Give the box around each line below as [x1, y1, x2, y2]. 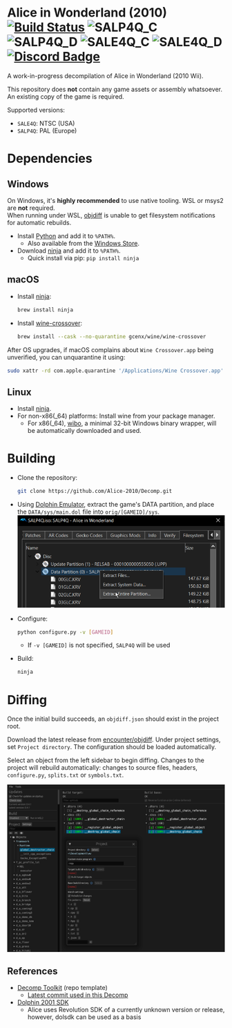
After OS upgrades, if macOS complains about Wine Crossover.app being [7, 345, 214, 353]
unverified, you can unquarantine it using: [7, 353, 126, 361]
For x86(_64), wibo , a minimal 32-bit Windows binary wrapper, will [27, 419, 217, 427]
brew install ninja [17, 306, 74, 313]
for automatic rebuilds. [7, 218, 72, 226]
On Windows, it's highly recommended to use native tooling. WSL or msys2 [7, 196, 224, 204]
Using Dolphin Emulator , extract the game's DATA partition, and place [17, 501, 215, 508]
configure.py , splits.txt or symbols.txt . [7, 771, 124, 779]
